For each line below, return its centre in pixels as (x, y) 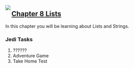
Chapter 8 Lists (36, 14)
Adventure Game (31, 56)
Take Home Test (30, 61)
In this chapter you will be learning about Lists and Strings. (67, 26)
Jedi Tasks (19, 39)
